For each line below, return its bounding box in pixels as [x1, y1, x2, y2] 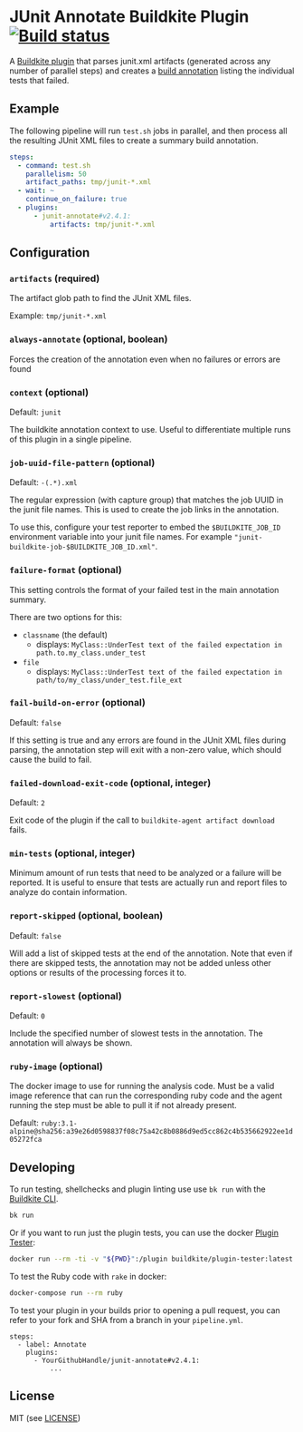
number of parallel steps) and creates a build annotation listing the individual [9, 65, 295, 76]
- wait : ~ [17, 186, 54, 196]
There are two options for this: [9, 611, 122, 622]
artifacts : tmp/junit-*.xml [49, 219, 156, 229]
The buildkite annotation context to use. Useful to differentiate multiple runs [9, 424, 291, 434]
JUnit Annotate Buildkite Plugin [9, 6, 250, 27]
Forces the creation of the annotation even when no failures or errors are [9, 354, 281, 365]
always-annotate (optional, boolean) [9, 333, 168, 346]
